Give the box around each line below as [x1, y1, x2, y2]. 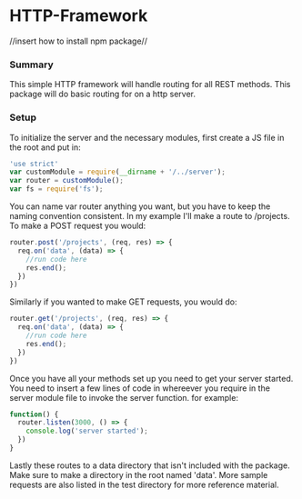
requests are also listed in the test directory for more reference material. [9, 479, 279, 490]
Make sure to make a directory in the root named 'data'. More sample [9, 469, 268, 480]
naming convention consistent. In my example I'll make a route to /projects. [9, 211, 290, 222]
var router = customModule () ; [9, 176, 125, 185]
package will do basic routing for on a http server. [9, 88, 196, 100]
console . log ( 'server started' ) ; [25, 426, 148, 436]
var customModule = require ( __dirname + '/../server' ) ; [9, 167, 226, 177]
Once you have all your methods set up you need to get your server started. [9, 373, 294, 384]
